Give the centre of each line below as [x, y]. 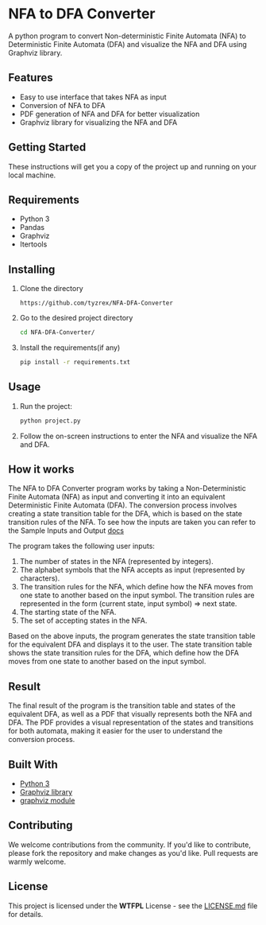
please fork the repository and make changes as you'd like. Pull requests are [133, 853]
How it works [41, 470]
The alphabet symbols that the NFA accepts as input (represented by [132, 570]
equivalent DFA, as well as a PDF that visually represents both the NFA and [130, 714]
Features [31, 78]
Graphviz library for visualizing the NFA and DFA [98, 122]
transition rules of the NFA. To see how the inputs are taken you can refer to [132, 523]
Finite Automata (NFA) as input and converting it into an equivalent [117, 497]
